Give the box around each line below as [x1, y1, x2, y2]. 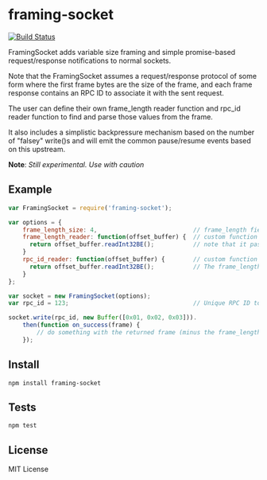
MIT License [8, 464, 49, 474]
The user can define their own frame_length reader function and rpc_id [8, 103, 241, 113]
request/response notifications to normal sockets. [8, 56, 172, 65]
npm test [8, 422, 37, 430]
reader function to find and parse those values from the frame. [8, 111, 213, 121]
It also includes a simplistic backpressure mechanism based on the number [8, 127, 255, 137]
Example [8, 183, 52, 197]
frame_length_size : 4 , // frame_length [22, 225, 247, 234]
